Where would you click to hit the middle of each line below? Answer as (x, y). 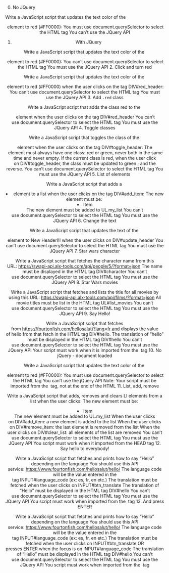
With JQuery (89, 42)
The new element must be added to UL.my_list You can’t (85, 210)
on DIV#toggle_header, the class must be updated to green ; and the (85, 163)
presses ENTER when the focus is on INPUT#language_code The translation (85, 549)
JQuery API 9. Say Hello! (85, 314)
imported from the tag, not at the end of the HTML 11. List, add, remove (85, 386)
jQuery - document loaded (85, 356)
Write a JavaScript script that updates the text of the (84, 230)
